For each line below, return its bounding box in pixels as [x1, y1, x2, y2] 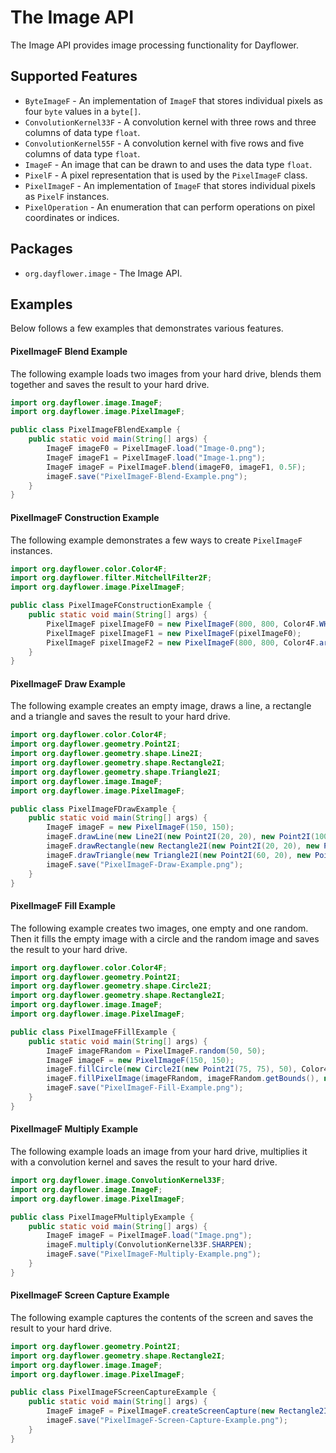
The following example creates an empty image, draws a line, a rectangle [10, 700, 312, 712]
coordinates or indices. [24, 211, 120, 223]
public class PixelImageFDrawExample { [10, 804, 177, 814]
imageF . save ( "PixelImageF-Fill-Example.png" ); [46, 1083, 244, 1093]
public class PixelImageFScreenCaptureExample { [10, 1387, 217, 1398]
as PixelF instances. [24, 190, 110, 202]
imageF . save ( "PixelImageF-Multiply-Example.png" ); [46, 1249, 262, 1260]
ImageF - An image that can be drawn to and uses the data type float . [24, 158, 313, 170]
